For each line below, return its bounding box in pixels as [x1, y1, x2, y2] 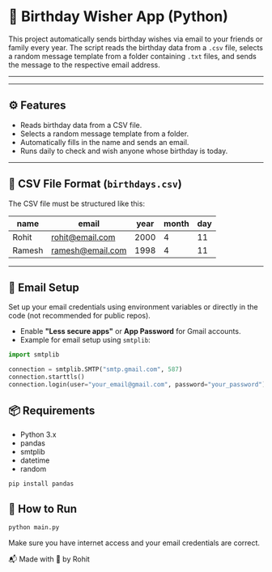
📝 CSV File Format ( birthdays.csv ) [8, 177, 182, 191]
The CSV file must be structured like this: [8, 198, 146, 208]
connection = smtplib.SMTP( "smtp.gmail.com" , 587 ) [8, 365, 183, 374]
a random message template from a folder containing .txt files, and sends [8, 51, 257, 61]
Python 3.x [19, 429, 57, 439]
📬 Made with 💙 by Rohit [8, 554, 91, 564]
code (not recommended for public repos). [8, 311, 151, 321]
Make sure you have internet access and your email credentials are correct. [8, 538, 261, 548]
